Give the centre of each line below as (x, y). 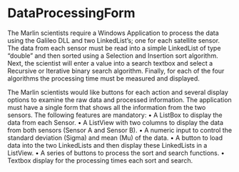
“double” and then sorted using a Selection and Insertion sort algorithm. (113, 56)
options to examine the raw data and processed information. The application (119, 100)
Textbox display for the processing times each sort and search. (100, 160)
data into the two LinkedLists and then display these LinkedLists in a (107, 145)
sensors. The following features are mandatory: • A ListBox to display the (115, 115)
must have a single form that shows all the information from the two (107, 107)
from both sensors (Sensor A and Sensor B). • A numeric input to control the (120, 130)
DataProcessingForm (71, 13)
